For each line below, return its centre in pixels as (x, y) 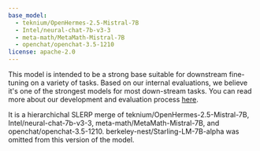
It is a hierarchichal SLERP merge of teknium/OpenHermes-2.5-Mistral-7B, (129, 114)
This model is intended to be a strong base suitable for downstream (118, 74)
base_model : (28, 15)
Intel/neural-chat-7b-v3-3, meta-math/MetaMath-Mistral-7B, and (114, 123)
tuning (19, 83)
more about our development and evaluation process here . (103, 99)
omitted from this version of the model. (71, 140)
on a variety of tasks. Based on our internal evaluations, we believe (139, 83)
